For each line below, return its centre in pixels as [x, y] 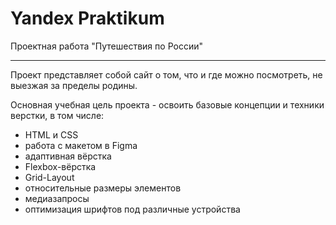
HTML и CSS [51, 134]
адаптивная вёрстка [68, 156]
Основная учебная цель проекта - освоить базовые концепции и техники [167, 104]
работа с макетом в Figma [81, 145]
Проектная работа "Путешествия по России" [106, 46]
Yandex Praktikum [87, 18]
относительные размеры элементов [103, 188]
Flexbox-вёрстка [60, 166]
